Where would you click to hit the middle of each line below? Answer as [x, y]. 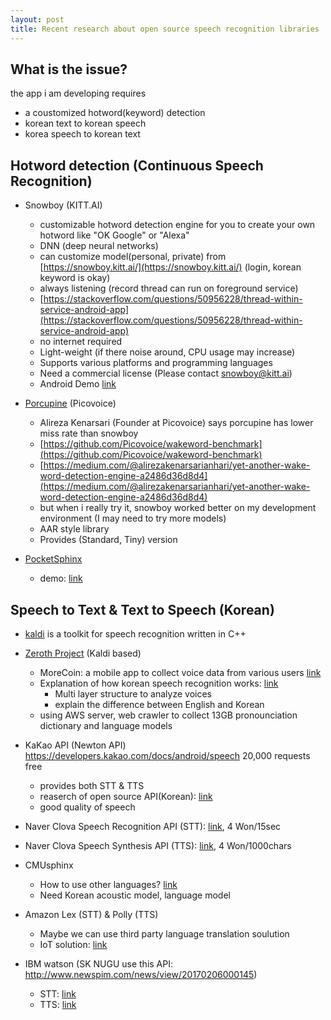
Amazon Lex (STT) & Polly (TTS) [91, 914]
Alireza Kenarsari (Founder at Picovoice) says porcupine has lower [176, 423]
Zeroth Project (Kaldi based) [83, 653]
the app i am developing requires [78, 93]
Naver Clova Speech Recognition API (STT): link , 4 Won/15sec [153, 826]
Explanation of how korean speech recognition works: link [159, 683]
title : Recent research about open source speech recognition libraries [165, 29]
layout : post [37, 19]
